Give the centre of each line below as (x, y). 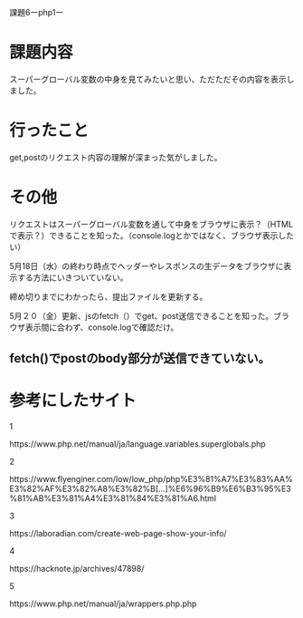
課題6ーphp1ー (37, 12)
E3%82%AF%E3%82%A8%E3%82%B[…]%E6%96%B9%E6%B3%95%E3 (150, 489)
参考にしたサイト (73, 401)
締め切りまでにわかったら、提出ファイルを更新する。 (109, 296)
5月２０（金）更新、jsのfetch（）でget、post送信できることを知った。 (142, 315)
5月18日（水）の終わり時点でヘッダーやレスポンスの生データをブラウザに (147, 266)
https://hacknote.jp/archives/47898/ (77, 569)
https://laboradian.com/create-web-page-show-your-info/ (118, 534)
